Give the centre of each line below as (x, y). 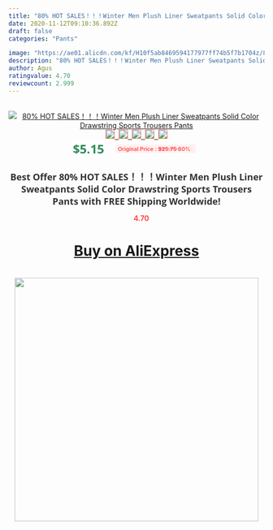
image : (19, 54)
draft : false (30, 31)
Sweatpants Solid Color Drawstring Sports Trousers (136, 189)
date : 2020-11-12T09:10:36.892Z (63, 24)
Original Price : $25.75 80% (154, 149)
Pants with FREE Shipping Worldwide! (136, 201)
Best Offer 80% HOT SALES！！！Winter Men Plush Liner (136, 177)
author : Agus (30, 69)
